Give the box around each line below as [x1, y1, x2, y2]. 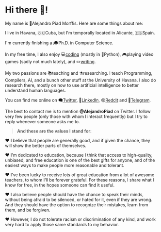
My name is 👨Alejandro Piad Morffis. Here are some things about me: [5, 20, 143, 26]
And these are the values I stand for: [16, 128, 92, 134]
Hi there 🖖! [5, 4, 48, 16]
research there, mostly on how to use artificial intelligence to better [5, 82, 139, 88]
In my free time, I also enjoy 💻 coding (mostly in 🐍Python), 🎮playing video [5, 51, 154, 57]
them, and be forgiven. [5, 207, 50, 213]
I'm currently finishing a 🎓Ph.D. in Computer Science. [5, 40, 113, 46]
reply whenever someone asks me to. [5, 118, 80, 124]
